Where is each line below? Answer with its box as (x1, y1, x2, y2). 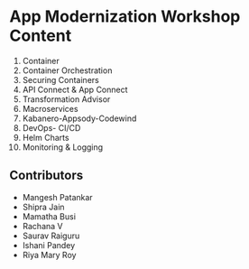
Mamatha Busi (22, 210, 77, 222)
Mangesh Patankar (22, 191, 93, 202)
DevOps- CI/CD (22, 122, 81, 133)
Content (9, 25, 72, 46)
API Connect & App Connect (22, 84, 128, 95)
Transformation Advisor (22, 93, 111, 105)
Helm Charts (22, 132, 69, 143)
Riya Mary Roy (22, 249, 77, 260)
